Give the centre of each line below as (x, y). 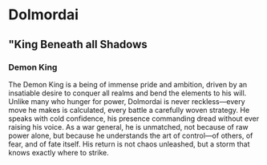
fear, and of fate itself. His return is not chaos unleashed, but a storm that (129, 144)
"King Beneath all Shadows (78, 44)
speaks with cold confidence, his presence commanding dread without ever (134, 119)
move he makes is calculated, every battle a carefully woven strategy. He (129, 110)
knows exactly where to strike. (59, 152)
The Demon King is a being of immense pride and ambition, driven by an (128, 84)
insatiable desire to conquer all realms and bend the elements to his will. (127, 93)
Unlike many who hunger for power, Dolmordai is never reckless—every (127, 101)
